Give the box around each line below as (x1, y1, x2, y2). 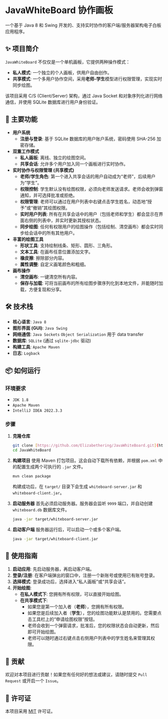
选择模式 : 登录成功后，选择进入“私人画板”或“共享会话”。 (12, 578, 129, 584)
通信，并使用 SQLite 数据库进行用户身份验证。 (5, 99, 101, 105)
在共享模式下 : (20, 597, 48, 603)
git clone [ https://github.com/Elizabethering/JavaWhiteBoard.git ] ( (12, 443, 159, 448)
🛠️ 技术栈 (5, 302, 34, 311)
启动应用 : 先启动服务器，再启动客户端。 (12, 566, 94, 572)
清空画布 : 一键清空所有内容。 (20, 274, 80, 280)
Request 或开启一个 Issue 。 (5, 678, 61, 684)
